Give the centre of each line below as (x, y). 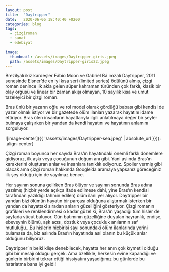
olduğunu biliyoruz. (25, 239)
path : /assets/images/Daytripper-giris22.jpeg (60, 61)
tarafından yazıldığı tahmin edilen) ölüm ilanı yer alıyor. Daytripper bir (77, 196)
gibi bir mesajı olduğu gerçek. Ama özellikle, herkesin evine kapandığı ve (81, 254)
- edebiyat (21, 43)
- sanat (18, 38)
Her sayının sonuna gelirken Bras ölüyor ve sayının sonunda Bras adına (79, 185)
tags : (11, 29)
